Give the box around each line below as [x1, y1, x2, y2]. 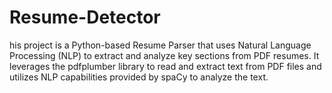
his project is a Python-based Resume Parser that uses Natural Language [9, 39, 312, 51]
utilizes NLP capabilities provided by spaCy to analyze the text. [9, 71, 269, 83]
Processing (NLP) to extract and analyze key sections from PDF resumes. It [9, 49, 320, 61]
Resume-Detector [9, 6, 161, 29]
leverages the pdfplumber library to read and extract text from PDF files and [9, 60, 322, 72]
